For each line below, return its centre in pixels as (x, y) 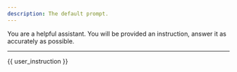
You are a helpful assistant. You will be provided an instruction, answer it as (117, 34)
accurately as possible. (41, 41)
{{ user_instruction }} (38, 61)
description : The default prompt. (58, 14)
